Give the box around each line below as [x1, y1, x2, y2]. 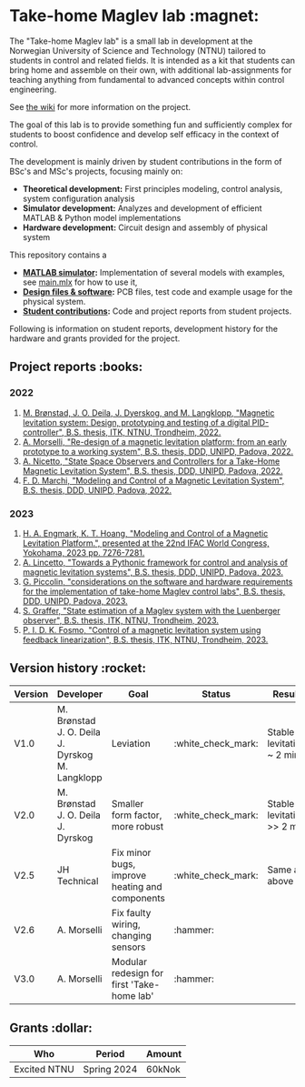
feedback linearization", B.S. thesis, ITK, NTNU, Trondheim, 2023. [22, 634, 269, 645]
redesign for [112, 966, 164, 979]
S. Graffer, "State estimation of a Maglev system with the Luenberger [22, 605, 281, 616]
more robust [112, 820, 164, 832]
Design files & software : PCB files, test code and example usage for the [22, 286, 293, 297]
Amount [146, 1047, 182, 1060]
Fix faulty [112, 906, 152, 919]
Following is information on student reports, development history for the [9, 323, 279, 334]
